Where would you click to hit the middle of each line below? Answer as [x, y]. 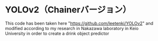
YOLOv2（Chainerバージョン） [68, 10]
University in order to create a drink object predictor [57, 33]
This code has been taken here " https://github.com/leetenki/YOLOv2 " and [79, 23]
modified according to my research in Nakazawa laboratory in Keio [72, 28]
